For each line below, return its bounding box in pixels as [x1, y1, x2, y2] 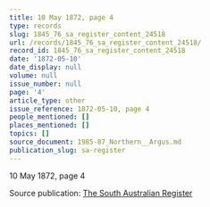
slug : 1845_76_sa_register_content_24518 [9, 29, 166, 38]
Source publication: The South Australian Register [9, 187, 193, 198]
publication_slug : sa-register [9, 145, 126, 154]
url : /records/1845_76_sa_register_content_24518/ [9, 37, 202, 47]
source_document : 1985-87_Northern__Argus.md [9, 137, 181, 146]
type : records [9, 21, 63, 30]
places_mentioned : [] [9, 121, 90, 130]
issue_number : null [9, 79, 82, 88]
